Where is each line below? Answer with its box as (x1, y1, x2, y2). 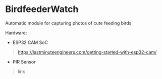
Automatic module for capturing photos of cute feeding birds (5, 20, 132, 26)
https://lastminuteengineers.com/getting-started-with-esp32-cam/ (17, 49, 157, 55)
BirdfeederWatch (5, 3, 79, 15)
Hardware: (5, 29, 27, 35)
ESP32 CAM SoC (12, 39, 48, 45)
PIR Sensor (12, 58, 36, 64)
